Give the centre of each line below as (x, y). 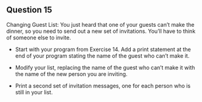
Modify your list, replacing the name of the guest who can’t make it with (105, 67)
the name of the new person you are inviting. (71, 74)
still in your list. (34, 92)
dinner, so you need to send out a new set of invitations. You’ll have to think (101, 31)
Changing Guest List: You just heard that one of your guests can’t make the (100, 24)
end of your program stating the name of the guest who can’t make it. (102, 56)
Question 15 (30, 10)
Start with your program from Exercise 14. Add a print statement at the (103, 49)
